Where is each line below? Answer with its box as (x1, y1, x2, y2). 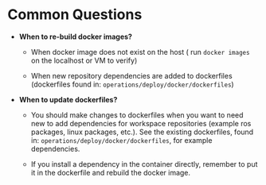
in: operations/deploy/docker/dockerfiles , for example (30, 135, 213, 145)
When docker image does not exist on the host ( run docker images (30, 47, 250, 56)
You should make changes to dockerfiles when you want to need (30, 110, 244, 120)
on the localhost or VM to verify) (30, 56, 138, 65)
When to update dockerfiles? (18, 94, 118, 104)
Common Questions (7, 6, 143, 24)
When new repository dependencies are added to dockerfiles (30, 71, 233, 80)
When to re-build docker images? (18, 32, 133, 41)
